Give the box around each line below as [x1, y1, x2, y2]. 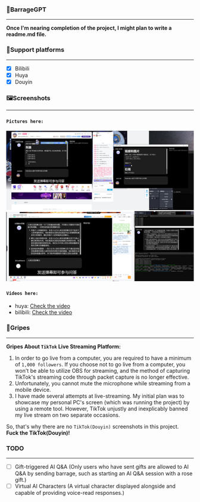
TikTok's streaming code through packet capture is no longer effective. [14, 373, 189, 381]
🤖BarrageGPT [6, 5, 46, 14]
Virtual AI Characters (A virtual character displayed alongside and [14, 482, 176, 489]
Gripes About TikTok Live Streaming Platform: [6, 342, 121, 350]
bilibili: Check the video [14, 309, 73, 316]
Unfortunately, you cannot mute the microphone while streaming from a [14, 379, 190, 386]
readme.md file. [6, 31, 46, 38]
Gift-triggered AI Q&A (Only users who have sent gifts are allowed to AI [14, 463, 189, 470]
